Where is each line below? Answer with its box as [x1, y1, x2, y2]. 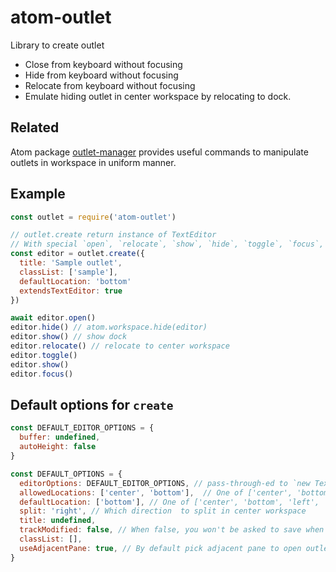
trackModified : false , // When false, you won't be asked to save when [19, 525, 325, 535]
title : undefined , [19, 516, 97, 526]
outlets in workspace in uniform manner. [10, 156, 177, 168]
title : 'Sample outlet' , [19, 258, 123, 268]
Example [10, 186, 66, 203]
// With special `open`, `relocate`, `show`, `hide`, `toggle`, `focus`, [10, 239, 325, 250]
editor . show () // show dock [10, 332, 128, 342]
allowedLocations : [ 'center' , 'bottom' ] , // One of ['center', [19, 487, 293, 498]
